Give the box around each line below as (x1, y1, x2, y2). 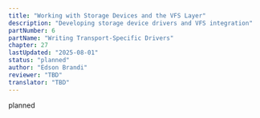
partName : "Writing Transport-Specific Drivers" (8, 33, 174, 42)
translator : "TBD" (8, 78, 70, 86)
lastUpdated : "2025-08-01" (8, 49, 99, 57)
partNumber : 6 (8, 26, 56, 34)
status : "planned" (8, 57, 70, 65)
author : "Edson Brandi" (8, 64, 88, 72)
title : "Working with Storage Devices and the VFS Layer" (8, 11, 206, 20)
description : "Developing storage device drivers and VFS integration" (8, 19, 253, 27)
